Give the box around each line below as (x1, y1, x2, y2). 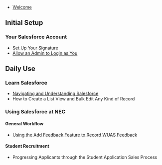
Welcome (12, 4, 32, 10)
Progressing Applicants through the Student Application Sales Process (12, 154, 158, 160)
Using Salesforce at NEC (5, 108, 66, 115)
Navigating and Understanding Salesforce (12, 90, 99, 96)
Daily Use (5, 65, 36, 73)
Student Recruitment (5, 143, 50, 149)
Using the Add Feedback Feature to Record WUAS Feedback (12, 132, 138, 138)
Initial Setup (5, 18, 43, 27)
